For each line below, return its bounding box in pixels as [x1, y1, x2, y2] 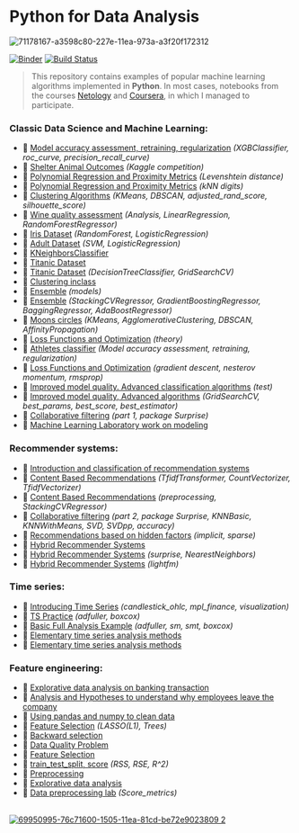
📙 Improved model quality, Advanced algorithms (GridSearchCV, [22, 391, 260, 402]
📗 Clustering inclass [22, 276, 97, 287]
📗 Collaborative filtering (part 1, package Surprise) [22, 410, 209, 421]
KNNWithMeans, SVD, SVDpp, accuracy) [22, 520, 175, 531]
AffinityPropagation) [22, 324, 99, 335]
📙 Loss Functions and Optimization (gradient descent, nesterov [22, 363, 256, 373]
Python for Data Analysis [9, 6, 200, 27]
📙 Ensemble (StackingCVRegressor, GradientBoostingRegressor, [22, 295, 261, 307]
